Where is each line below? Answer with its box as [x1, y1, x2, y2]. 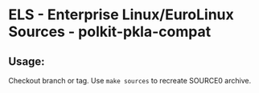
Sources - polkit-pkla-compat [8, 22, 212, 41]
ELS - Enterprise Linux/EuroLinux [8, 6, 235, 24]
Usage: [8, 55, 46, 68]
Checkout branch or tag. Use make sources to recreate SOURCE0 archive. [8, 76, 252, 85]
